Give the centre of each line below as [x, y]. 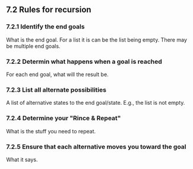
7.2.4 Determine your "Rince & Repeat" [64, 118]
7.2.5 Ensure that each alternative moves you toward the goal [96, 146]
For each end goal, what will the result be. [57, 74]
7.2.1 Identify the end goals [45, 27]
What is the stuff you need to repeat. [51, 131]
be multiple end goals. [33, 46]
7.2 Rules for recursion [49, 10]
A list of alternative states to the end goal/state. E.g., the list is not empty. [96, 103]
